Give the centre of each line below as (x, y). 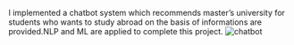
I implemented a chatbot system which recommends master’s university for (147, 13)
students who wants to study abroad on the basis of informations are (135, 22)
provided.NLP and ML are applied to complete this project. (116, 31)
